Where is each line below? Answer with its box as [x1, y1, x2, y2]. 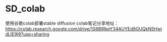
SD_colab [5, 3, 45, 14]
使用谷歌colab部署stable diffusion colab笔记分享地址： [5, 20, 119, 26]
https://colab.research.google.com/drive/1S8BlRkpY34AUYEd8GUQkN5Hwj [5, 25, 162, 31]
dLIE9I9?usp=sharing [5, 31, 49, 37]
